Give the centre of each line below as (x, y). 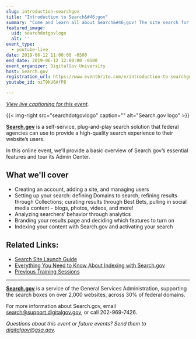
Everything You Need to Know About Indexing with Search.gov (90, 265)
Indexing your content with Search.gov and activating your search (94, 227)
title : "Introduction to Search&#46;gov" (57, 17)
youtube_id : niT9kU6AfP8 (36, 83)
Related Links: (32, 245)
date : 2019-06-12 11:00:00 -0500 (47, 55)
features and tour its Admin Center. (48, 157)
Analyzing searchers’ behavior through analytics (73, 214)
